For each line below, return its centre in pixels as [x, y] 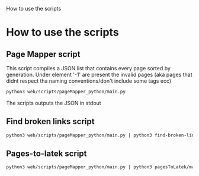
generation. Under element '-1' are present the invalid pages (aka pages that [99, 74]
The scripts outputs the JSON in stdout [54, 103]
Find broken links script [50, 121]
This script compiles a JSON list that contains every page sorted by [88, 68]
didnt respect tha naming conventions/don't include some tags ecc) [89, 81]
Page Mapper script [43, 54]
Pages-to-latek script [46, 153]
